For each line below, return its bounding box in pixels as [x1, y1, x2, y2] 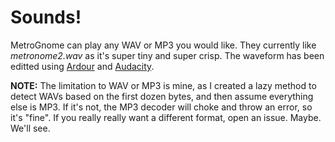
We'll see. [10, 122, 51, 134]
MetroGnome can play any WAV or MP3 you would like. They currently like [10, 39, 317, 51]
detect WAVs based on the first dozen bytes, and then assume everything [10, 90, 314, 102]
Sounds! [10, 6, 82, 29]
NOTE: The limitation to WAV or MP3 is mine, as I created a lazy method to [10, 79, 317, 91]
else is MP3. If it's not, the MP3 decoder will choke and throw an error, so [10, 101, 313, 113]
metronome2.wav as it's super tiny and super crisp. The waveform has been [10, 49, 325, 61]
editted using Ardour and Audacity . [10, 60, 155, 72]
